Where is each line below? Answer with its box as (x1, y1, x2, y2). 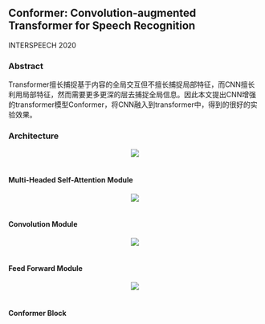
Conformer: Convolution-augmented (8, 6, 197, 20)
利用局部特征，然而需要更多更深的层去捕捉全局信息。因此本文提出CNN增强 (8, 90, 257, 100)
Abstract (8, 60, 44, 72)
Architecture (8, 130, 59, 141)
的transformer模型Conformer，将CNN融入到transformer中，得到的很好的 (8, 100, 251, 109)
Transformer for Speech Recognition (8, 19, 196, 33)
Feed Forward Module (8, 264, 83, 273)
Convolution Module (8, 219, 78, 229)
